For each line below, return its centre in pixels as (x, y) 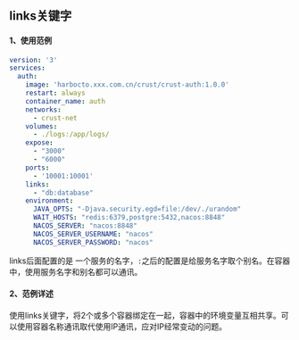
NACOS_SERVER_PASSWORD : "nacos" (93, 242)
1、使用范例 (31, 40)
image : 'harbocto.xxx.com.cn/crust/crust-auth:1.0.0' (127, 85)
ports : (37, 168)
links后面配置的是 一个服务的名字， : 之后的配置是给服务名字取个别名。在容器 (150, 261)
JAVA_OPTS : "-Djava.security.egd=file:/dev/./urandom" (137, 209)
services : (28, 68)
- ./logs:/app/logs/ (71, 135)
